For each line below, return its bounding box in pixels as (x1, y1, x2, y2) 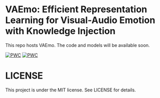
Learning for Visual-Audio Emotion (5, 14, 155, 26)
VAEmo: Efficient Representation (5, 4, 147, 15)
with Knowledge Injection (5, 26, 116, 37)
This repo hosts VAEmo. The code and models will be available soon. (5, 42, 150, 48)
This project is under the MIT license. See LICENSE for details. (5, 87, 136, 93)
